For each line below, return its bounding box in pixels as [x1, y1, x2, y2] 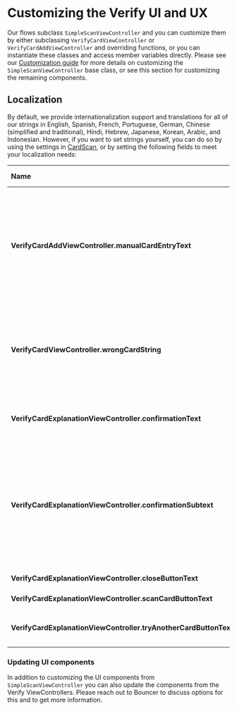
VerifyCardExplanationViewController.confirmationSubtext [11, 500, 214, 510]
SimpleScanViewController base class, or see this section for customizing [7, 66, 220, 74]
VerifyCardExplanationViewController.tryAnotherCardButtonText [11, 623, 234, 633]
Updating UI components [7, 657, 95, 667]
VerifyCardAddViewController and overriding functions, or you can [7, 43, 200, 52]
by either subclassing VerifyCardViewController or [7, 35, 155, 44]
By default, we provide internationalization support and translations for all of [7, 112, 229, 121]
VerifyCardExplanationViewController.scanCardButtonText [11, 593, 213, 603]
